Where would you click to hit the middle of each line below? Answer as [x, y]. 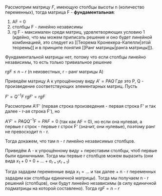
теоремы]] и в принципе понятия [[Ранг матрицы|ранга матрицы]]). [83, 48]
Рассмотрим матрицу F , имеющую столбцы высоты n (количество [75, 7]
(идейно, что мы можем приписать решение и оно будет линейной [82, 37]
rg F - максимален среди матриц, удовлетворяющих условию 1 [79, 32]
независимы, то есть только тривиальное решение [59, 62]
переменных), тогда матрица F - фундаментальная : [60, 12]
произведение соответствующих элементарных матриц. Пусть [71, 86]
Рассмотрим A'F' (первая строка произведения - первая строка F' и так [81, 106]
